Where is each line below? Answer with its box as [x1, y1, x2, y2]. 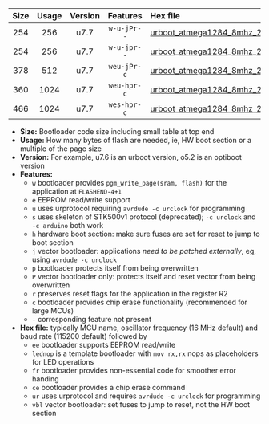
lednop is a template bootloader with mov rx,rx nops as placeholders [31, 349, 259, 358]
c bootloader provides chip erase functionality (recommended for [31, 297, 248, 307]
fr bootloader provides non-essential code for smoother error [31, 365, 236, 375]
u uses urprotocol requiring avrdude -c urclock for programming [31, 204, 246, 213]
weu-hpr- [108, 81, 142, 90]
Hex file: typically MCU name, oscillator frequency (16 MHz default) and [19, 323, 259, 332]
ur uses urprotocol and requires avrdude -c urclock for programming [31, 391, 261, 401]
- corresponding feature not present [31, 315, 152, 324]
